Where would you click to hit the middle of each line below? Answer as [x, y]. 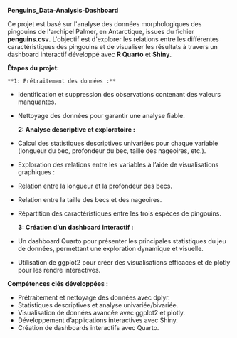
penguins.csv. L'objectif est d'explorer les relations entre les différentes [113, 39]
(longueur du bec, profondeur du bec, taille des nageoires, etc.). [112, 151]
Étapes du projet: [33, 68]
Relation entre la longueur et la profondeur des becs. [95, 186]
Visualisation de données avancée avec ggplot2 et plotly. [101, 313]
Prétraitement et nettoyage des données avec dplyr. [94, 297]
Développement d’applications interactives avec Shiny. [98, 320]
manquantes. [37, 102]
